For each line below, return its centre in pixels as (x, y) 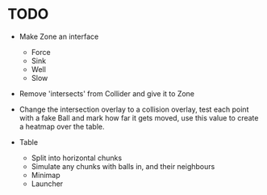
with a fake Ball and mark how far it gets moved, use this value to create (139, 117)
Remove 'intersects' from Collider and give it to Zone (107, 93)
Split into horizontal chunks (77, 158)
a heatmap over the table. (62, 126)
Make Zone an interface (59, 36)
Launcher (47, 184)
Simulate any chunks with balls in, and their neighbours (123, 166)
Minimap (46, 175)
